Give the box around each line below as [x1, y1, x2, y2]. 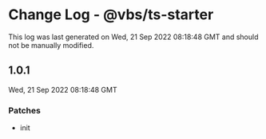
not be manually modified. [8, 40, 94, 50]
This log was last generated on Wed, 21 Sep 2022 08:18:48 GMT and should [8, 32, 259, 42]
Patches [8, 105, 42, 116]
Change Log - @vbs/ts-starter [8, 6, 214, 24]
